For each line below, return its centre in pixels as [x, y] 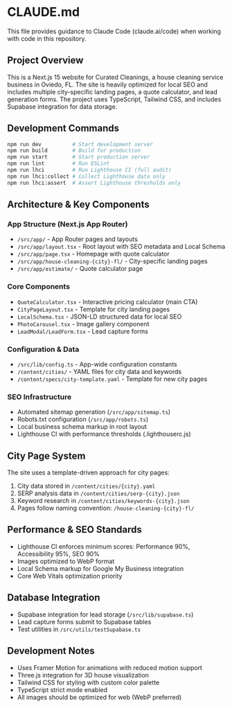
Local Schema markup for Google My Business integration [100, 568]
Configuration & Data [43, 349]
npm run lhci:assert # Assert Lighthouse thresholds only [94, 183]
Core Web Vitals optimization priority [70, 576]
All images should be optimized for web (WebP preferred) [99, 697]
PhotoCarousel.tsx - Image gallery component [83, 324]
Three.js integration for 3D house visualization [83, 675]
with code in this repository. [47, 38]
